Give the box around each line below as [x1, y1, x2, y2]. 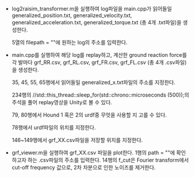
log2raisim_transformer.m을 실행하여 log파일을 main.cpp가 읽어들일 [11, 5, 173, 12]
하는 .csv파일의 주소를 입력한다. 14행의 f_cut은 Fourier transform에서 [27, 156, 189, 163]
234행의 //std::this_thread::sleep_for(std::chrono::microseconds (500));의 [11, 91, 190, 98]
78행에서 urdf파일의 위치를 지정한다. [11, 124, 96, 131]
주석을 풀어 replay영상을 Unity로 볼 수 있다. [11, 99, 112, 105]
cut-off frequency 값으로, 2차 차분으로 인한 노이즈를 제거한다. [11, 164, 156, 170]
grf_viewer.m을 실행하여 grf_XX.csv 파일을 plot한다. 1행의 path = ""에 [11, 149, 175, 156]
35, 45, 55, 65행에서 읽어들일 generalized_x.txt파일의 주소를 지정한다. [11, 79, 175, 86]
